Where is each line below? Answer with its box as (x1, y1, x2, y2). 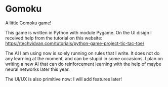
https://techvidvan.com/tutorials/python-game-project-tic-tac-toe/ (5, 40, 145, 46)
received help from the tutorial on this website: (5, 35, 103, 41)
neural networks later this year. (5, 66, 70, 72)
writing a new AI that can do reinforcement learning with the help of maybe (5, 61, 162, 67)
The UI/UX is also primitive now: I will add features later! (5, 76, 122, 82)
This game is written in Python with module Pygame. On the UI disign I (5, 29, 152, 35)
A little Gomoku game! (5, 20, 52, 26)
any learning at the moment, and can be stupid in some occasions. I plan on (5, 55, 163, 61)
